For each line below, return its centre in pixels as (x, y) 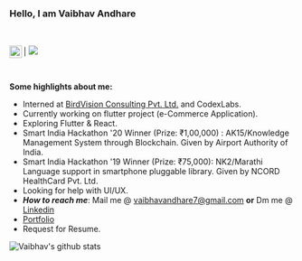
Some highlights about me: (61, 87)
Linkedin (38, 210)
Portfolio (38, 219)
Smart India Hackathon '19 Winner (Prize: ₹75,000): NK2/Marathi (143, 162)
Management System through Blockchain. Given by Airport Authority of (155, 143)
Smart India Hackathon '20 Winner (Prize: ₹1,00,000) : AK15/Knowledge (156, 133)
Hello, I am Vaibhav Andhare (73, 14)
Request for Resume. (61, 229)
